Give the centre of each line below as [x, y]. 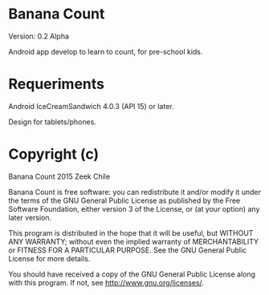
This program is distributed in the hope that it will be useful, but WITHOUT [131, 232]
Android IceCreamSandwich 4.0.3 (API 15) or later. [91, 106]
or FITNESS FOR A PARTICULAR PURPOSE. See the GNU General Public [128, 250]
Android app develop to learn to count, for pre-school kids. [106, 51]
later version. [30, 217]
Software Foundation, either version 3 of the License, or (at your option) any [134, 208]
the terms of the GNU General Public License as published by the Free [124, 200]
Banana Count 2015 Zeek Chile [59, 176]
